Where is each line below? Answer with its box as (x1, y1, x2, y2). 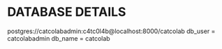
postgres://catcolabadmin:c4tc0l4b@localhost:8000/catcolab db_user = (7, 27, 216, 35)
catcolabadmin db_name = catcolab (7, 34, 110, 42)
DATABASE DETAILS (7, 4, 126, 20)
